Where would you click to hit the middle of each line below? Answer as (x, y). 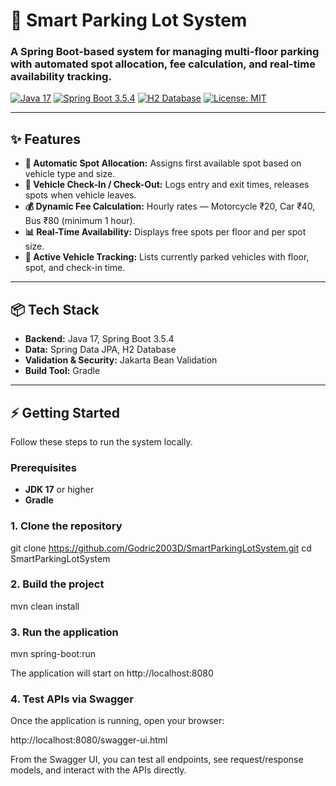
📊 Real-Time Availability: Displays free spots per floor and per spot (165, 232)
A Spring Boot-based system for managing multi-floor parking (165, 52)
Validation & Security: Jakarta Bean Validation (121, 360)
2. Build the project (57, 584)
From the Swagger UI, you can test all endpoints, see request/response (157, 760)
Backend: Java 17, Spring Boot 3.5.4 (99, 339)
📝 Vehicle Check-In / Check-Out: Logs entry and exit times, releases (167, 185)
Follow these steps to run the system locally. (101, 441)
